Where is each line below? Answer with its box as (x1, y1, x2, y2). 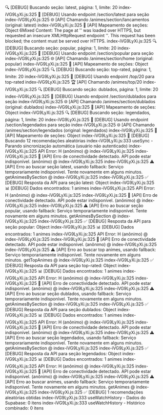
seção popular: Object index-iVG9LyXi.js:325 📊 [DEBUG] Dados (5, 224, 134, 230)
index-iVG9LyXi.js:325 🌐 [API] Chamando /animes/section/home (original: (5, 56, 154, 61)
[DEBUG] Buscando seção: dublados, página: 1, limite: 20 (43, 87, 159, 92)
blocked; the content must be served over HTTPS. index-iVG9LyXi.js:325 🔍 (5, 38, 157, 44)
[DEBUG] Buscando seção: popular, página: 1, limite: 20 (5, 45, 117, 51)
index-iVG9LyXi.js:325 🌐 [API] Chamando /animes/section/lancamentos (5, 17, 150, 23)
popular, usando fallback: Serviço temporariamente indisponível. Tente (5, 208, 147, 213)
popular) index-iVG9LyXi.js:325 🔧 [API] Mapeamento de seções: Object (5, 61, 148, 67)
